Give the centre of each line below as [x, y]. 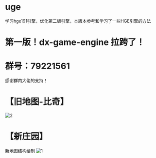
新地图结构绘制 [20, 151]
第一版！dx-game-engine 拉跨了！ [75, 42]
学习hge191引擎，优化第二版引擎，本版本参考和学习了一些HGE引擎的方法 [78, 21]
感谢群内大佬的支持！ [26, 81]
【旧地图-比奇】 [37, 102]
